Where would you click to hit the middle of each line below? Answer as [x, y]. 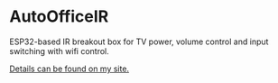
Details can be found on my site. [69, 69]
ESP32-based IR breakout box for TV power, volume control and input [139, 41]
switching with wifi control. [60, 51]
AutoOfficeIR [59, 17]
